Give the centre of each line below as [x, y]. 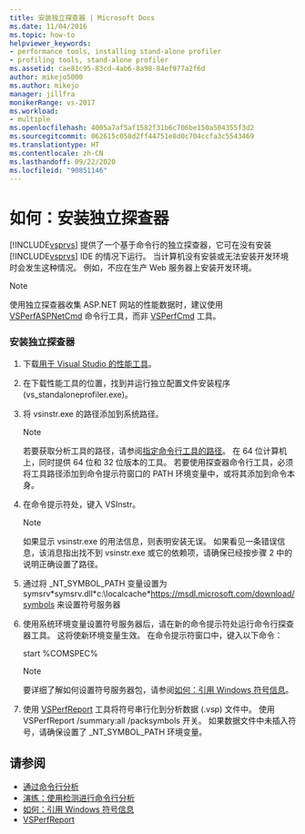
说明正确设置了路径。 [62, 564]
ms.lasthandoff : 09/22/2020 [63, 162]
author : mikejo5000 [46, 77]
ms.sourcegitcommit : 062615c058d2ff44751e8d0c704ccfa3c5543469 [132, 137]
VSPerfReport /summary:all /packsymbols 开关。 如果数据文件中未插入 [155, 720]
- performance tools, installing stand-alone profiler [116, 52]
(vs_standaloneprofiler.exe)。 [78, 394]
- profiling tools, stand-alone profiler [89, 60]
